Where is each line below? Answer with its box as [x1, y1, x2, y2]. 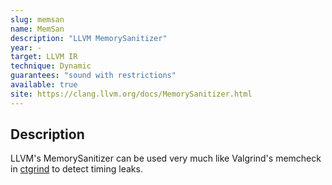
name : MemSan [10, 24, 65, 34]
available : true [10, 80, 78, 90]
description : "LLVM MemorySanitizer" [10, 33, 168, 43]
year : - [10, 42, 43, 53]
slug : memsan [10, 14, 65, 25]
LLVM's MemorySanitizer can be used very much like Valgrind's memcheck [10, 152, 322, 165]
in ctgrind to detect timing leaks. [10, 163, 143, 175]
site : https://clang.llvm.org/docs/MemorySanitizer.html [10, 89, 253, 99]
